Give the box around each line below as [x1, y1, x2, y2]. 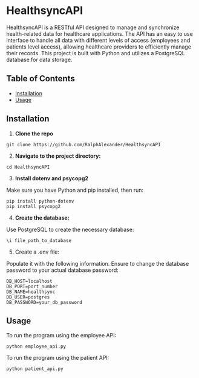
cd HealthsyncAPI [6, 164, 50, 170]
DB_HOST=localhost [6, 278, 53, 284]
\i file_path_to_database [6, 237, 71, 243]
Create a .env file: [15, 248, 59, 255]
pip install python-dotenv [6, 198, 74, 204]
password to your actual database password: [6, 266, 119, 274]
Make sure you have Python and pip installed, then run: [6, 186, 144, 194]
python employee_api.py [6, 343, 67, 349]
